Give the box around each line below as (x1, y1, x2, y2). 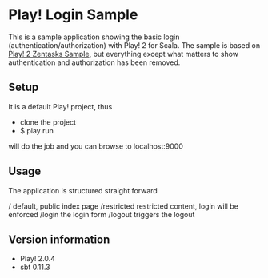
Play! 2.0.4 (19, 254, 56, 264)
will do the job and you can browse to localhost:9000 (8, 141, 184, 151)
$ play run (19, 125, 54, 135)
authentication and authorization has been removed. (8, 58, 181, 67)
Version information (8, 232, 110, 246)
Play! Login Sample (8, 6, 138, 24)
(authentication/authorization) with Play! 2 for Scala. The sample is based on (8, 40, 261, 50)
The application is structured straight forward (8, 185, 158, 195)
